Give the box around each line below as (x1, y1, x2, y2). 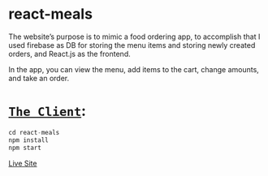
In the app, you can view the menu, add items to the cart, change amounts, (8, 64, 260, 74)
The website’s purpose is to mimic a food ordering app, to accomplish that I (8, 32, 261, 41)
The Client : (8, 102, 87, 120)
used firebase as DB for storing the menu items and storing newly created (8, 40, 256, 49)
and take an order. (8, 73, 70, 83)
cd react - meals (8, 128, 60, 136)
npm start (8, 144, 42, 152)
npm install (8, 135, 49, 144)
